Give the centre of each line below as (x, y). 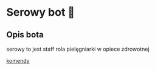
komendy (18, 61)
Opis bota (25, 35)
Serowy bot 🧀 (40, 12)
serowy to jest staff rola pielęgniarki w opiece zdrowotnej (78, 49)
